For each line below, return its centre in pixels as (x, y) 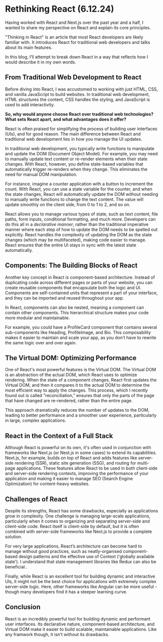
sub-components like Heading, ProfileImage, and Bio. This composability (78, 332)
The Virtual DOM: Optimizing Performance (71, 358)
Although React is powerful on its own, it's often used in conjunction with (78, 448)
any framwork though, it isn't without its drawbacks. (57, 634)
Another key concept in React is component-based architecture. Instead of (80, 277)
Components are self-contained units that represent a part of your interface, (81, 293)
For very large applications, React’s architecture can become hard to (73, 546)
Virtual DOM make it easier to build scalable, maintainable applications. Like (81, 629)
